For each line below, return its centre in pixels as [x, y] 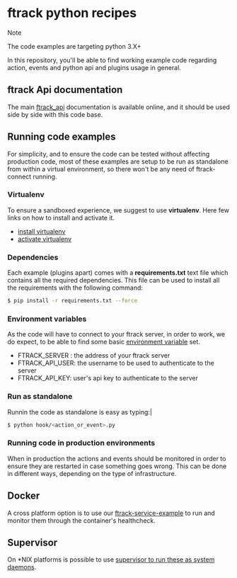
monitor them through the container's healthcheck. [81, 520]
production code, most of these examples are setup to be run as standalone [118, 161]
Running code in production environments [81, 443]
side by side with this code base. [55, 114]
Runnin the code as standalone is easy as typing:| [80, 412]
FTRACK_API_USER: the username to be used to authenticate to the [116, 363]
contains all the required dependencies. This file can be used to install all [114, 280]
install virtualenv [41, 231]
